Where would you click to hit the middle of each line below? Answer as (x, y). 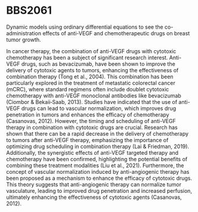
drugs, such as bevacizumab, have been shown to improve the (98, 64)
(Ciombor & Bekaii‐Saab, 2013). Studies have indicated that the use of (92, 102)
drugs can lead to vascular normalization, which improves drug (99, 108)
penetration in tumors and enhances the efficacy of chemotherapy (88, 115)
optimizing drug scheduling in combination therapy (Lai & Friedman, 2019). (98, 146)
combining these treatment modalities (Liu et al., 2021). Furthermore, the (95, 165)
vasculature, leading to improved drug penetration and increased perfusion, (99, 191)
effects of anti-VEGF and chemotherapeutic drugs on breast (116, 33)
